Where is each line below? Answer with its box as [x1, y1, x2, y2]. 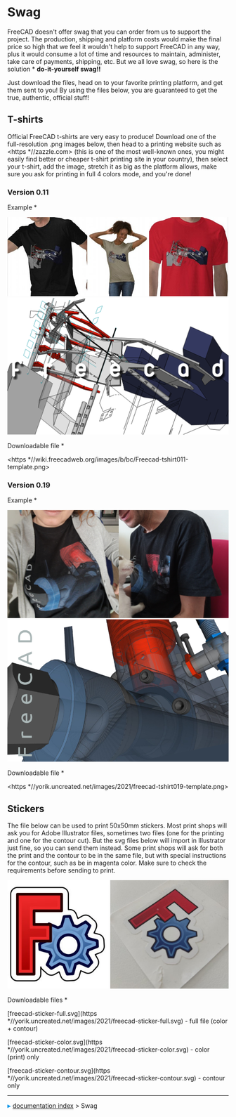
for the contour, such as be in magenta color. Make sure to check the [7, 858, 207, 867]
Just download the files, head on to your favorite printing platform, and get [7, 78, 223, 86]
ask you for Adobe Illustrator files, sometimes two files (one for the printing [7, 828, 225, 837]
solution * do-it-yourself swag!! [7, 65, 101, 73]
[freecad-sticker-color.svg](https [7, 1038, 103, 1047]
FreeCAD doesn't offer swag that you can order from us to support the [7, 27, 211, 36]
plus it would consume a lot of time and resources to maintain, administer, [7, 50, 221, 58]
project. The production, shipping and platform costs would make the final [7, 34, 221, 43]
